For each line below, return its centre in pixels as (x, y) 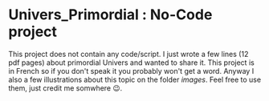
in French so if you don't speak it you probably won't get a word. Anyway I (131, 71)
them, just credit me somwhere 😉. (65, 88)
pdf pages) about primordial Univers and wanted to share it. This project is (131, 63)
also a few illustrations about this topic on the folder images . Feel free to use (135, 79)
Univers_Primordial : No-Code (110, 15)
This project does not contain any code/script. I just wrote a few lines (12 (128, 54)
